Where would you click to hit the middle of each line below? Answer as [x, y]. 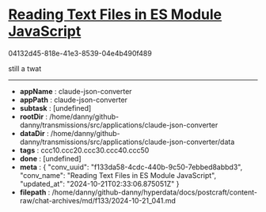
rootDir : [34, 116]
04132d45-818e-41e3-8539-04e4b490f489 [80, 53]
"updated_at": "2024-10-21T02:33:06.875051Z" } [99, 184]
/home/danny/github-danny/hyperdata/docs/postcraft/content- [155, 192]
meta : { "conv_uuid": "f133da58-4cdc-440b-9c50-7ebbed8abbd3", [131, 167]
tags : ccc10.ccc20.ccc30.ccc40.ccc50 [84, 150]
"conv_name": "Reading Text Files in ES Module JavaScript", [118, 175]
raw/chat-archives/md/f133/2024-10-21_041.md [97, 200]
